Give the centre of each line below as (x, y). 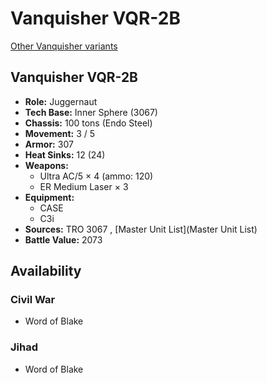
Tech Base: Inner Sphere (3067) (91, 112)
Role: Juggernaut (61, 101)
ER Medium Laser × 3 (84, 186)
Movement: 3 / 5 (60, 133)
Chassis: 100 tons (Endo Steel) (88, 123)
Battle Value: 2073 (63, 239)
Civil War (33, 300)
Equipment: (49, 197)
